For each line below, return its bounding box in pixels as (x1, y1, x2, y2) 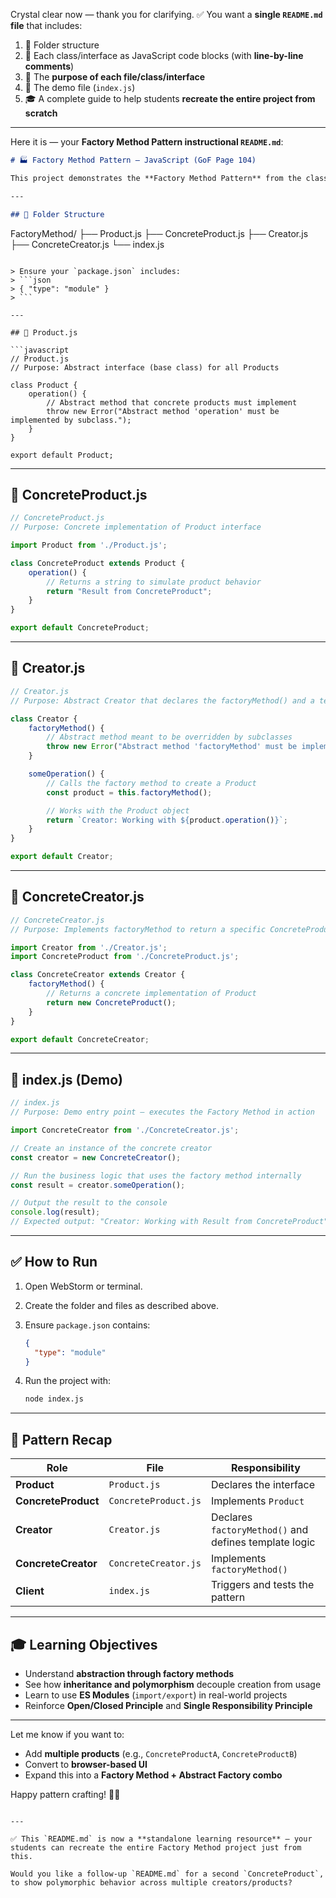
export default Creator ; (10, 852, 114, 862)
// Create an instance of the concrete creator (10, 1143, 213, 1153)
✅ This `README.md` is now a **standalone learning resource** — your (10, 1834, 313, 1844)
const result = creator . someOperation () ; (10, 1180, 186, 1190)
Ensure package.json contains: (24, 1319, 151, 1331)
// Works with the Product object (46, 805, 190, 816)
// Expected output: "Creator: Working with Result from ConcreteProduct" (10, 1217, 329, 1227)
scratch (24, 107, 58, 119)
